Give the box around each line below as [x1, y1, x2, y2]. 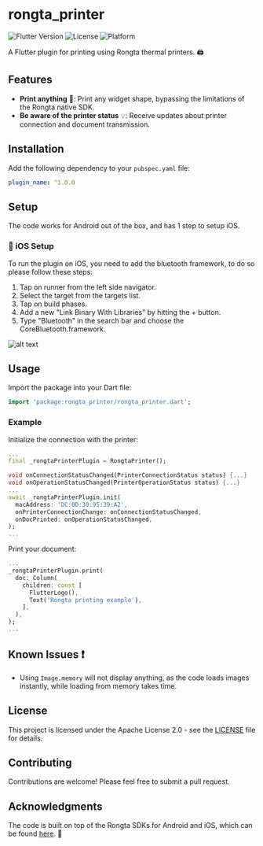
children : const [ [22, 581, 82, 589]
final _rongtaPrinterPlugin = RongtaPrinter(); [8, 457, 167, 465]
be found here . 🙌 [8, 829, 63, 839]
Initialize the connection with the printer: [8, 434, 139, 444]
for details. [8, 733, 43, 743]
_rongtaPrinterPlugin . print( [8, 567, 104, 575]
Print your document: [8, 545, 77, 554]
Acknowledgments [8, 800, 104, 813]
